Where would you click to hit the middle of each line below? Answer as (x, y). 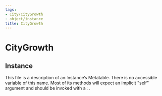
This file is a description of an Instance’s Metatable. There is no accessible (81, 78)
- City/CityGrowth (24, 14)
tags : (11, 10)
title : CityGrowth (24, 23)
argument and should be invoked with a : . (48, 88)
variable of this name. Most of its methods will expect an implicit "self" (77, 83)
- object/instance (24, 19)
